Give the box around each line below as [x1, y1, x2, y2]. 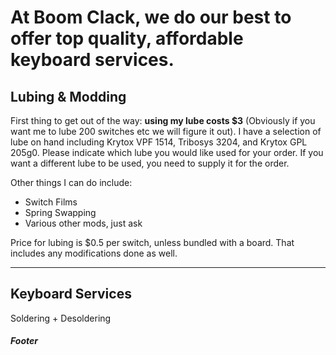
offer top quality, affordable [10, 27, 244, 50]
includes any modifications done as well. [10, 247, 178, 259]
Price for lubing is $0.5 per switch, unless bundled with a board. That [10, 237, 295, 248]
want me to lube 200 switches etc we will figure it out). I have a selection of [10, 126, 322, 137]
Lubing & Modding [10, 88, 127, 105]
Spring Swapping [24, 207, 97, 218]
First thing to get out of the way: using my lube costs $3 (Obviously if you [10, 115, 316, 126]
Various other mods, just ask [24, 217, 143, 229]
